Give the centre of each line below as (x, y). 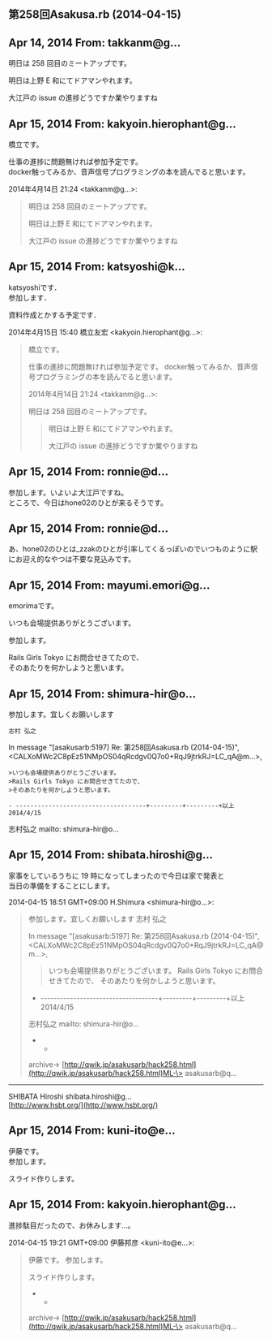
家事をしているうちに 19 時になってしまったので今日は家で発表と (117, 875)
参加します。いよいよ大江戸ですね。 (68, 492)
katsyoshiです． (35, 287)
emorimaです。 (34, 606)
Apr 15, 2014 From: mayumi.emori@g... (109, 585)
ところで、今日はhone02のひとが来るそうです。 (88, 503)
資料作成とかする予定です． (55, 314)
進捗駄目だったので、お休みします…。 (72, 1225)
